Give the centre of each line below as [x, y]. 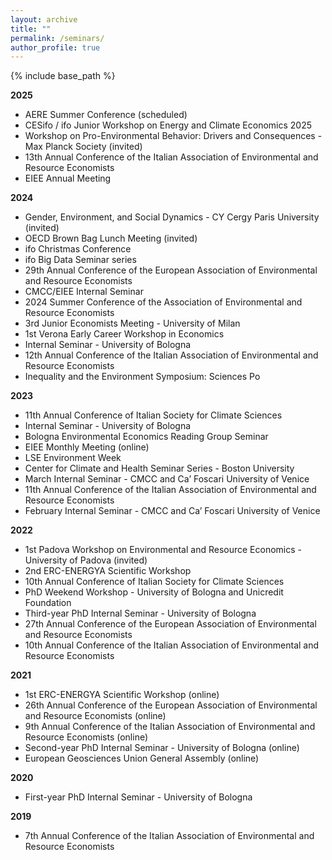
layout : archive [44, 19]
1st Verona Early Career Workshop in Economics [124, 334]
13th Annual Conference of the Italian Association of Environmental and [171, 157]
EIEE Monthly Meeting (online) [87, 447]
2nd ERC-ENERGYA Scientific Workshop [108, 571]
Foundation [48, 603]
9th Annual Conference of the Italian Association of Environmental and [170, 727]
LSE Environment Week [73, 458]
